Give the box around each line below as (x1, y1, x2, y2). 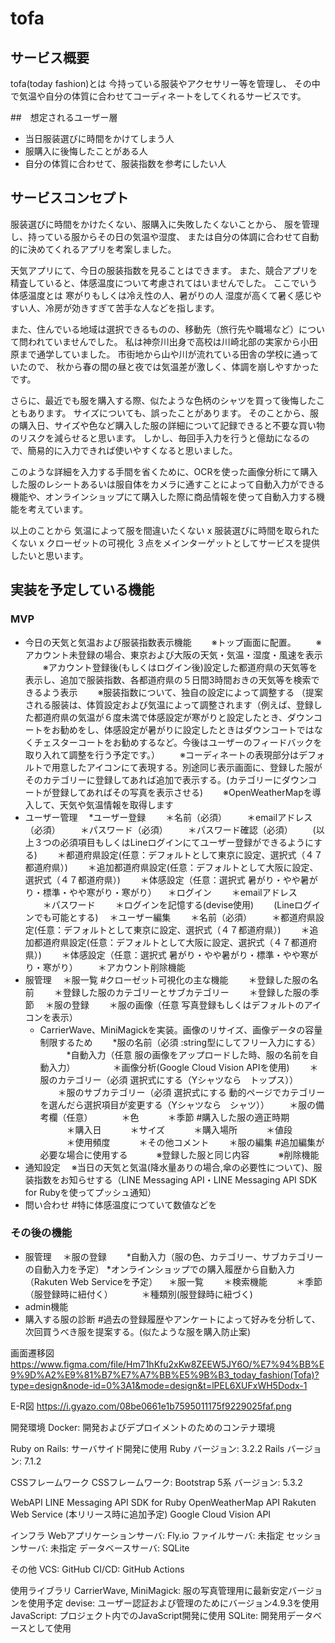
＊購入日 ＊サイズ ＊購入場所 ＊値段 (66, 1123, 293, 1136)
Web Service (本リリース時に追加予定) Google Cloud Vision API (10, 1508, 272, 1520)
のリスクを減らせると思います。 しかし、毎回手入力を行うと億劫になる (10, 432, 302, 444)
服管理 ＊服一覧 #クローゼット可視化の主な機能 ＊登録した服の (24, 973, 310, 986)
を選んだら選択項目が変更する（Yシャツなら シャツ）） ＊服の (39, 1098, 317, 1111)
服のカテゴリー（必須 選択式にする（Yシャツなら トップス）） (39, 1073, 299, 1086)
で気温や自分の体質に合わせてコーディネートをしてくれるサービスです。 (10, 90, 307, 102)
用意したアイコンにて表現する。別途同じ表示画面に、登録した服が (51, 761, 323, 773)
